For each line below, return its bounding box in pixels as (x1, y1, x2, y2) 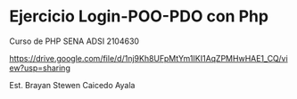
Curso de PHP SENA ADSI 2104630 (9, 36, 140, 46)
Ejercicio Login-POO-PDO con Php (9, 6, 269, 27)
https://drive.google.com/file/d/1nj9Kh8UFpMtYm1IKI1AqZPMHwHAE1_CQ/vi (9, 53, 288, 63)
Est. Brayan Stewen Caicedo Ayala (9, 79, 136, 90)
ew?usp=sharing (9, 62, 71, 73)
